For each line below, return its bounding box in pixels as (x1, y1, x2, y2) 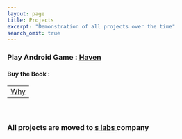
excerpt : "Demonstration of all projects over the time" (7, 23, 176, 30)
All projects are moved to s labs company (7, 123, 149, 133)
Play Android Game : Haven (7, 53, 102, 63)
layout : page (7, 10, 45, 17)
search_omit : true (7, 29, 60, 37)
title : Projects (7, 17, 54, 24)
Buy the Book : (7, 69, 50, 78)
